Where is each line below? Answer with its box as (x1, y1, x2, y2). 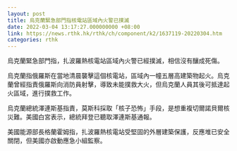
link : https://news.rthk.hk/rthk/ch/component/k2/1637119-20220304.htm (7, 29, 222, 37)
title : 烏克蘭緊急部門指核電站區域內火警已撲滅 (7, 17, 130, 24)
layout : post (7, 10, 46, 18)
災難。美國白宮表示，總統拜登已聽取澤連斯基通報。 (7, 113, 156, 122)
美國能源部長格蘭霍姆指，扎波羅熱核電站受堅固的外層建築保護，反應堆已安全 (7, 128, 230, 136)
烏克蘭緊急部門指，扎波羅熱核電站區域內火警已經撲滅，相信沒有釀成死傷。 (7, 57, 224, 65)
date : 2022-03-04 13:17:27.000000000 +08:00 (7, 23, 140, 30)
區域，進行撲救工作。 (13, 89, 75, 98)
